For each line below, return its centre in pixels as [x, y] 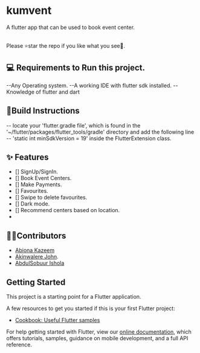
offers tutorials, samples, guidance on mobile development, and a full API [97, 338]
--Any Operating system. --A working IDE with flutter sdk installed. [89, 85]
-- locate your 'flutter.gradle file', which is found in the [73, 125]
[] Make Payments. [38, 184]
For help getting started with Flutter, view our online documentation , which [99, 332]
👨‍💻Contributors [36, 235]
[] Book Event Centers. [43, 178]
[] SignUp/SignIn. [37, 172]
